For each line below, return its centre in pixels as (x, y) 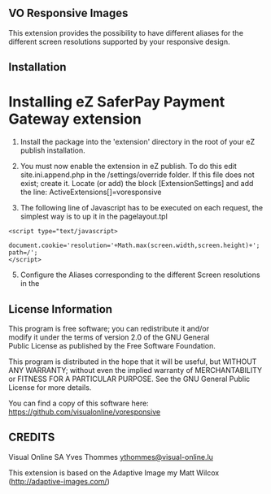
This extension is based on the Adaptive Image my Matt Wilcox (114, 472)
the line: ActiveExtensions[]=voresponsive (91, 192)
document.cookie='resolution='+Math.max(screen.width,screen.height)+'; (134, 246)
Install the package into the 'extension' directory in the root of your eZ (137, 142)
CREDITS (32, 438)
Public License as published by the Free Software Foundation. (112, 345)
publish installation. (52, 150)
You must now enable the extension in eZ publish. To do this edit (129, 167)
